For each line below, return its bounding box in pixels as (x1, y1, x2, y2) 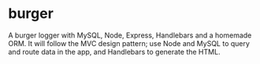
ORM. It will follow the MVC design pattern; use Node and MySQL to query (8, 38, 251, 48)
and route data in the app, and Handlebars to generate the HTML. (8, 47, 221, 56)
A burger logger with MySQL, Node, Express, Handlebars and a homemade (8, 30, 252, 40)
